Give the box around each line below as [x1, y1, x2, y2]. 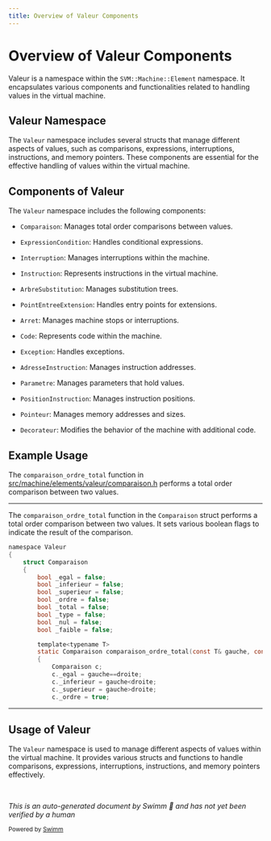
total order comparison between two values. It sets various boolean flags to [8, 519, 260, 528]
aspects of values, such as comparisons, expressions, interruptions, [8, 144, 236, 153]
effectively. [8, 770, 46, 780]
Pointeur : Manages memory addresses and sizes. [19, 410, 186, 419]
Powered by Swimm [8, 826, 64, 834]
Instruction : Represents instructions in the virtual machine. [19, 268, 219, 279]
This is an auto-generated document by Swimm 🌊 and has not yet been [8, 801, 247, 811]
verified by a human [8, 809, 76, 820]
